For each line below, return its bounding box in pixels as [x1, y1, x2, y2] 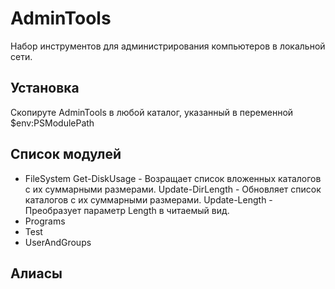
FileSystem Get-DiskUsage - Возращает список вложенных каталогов [24, 172, 322, 184]
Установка [10, 80, 80, 97]
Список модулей [10, 146, 122, 163]
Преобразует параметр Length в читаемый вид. [24, 204, 230, 216]
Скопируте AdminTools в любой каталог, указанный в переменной [10, 106, 294, 118]
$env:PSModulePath [10, 117, 95, 129]
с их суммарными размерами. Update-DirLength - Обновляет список [24, 183, 322, 195]
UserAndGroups [24, 236, 92, 248]
